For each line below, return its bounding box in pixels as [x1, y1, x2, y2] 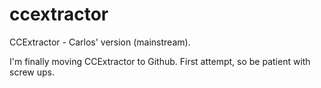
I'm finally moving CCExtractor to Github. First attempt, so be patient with [9, 55, 311, 67]
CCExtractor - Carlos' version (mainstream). [9, 36, 191, 48]
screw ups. [9, 66, 56, 78]
